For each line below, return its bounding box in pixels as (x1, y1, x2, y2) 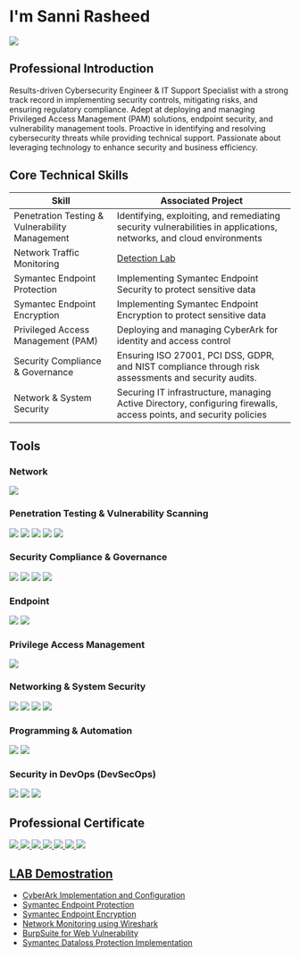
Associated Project (160, 194, 244, 206)
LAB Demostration (9, 866, 113, 881)
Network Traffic (13, 246, 80, 258)
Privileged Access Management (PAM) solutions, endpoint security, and (9, 113, 274, 124)
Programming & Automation (9, 724, 133, 736)
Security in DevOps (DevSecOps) (9, 768, 156, 780)
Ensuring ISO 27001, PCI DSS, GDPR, (116, 348, 275, 361)
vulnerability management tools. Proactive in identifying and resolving (9, 122, 266, 133)
